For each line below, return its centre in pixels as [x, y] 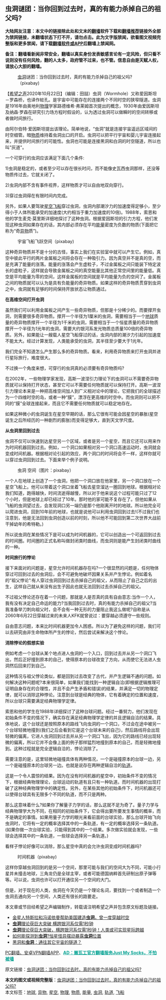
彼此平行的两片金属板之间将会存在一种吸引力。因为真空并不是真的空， [85, 258]
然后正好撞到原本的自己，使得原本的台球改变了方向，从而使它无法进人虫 [87, 659]
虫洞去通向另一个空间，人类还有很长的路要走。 [53, 896]
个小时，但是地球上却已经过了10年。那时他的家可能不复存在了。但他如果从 [81, 499]
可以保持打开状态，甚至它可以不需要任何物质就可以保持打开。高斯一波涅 [87, 384]
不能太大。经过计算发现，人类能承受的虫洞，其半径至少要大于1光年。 [75, 341]
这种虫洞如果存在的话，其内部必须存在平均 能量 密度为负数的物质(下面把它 [84, 225]
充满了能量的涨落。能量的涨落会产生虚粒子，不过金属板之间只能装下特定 [83, 264]
